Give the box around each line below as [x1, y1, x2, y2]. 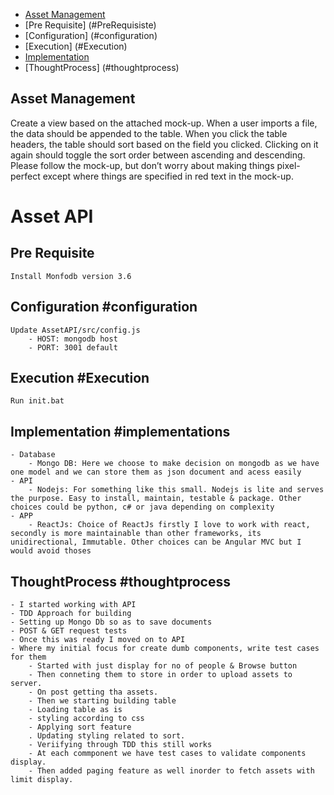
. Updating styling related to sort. [28, 731, 186, 741]
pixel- [276, 159, 301, 171]
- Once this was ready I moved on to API [10, 635, 186, 645]
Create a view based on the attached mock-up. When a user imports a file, [10, 117, 318, 129]
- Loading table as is [28, 705, 123, 715]
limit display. [10, 775, 74, 785]
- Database [10, 450, 56, 460]
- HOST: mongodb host [28, 334, 118, 344]
